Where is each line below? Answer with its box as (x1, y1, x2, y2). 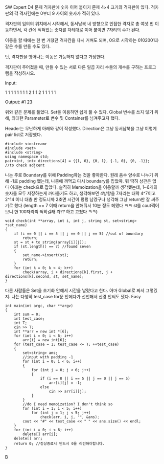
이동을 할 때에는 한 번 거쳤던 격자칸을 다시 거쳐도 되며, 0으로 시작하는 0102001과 (5, 37, 159, 43)
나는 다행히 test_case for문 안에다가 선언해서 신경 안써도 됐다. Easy (11, 294, 141, 299)
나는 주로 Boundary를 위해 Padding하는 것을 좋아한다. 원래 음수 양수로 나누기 (5, 172, 153, 177)
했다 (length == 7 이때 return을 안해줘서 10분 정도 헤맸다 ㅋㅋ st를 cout (14, 202, 152, 208)
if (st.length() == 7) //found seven (14, 244, 91, 249)
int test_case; (14, 316, 45, 321)
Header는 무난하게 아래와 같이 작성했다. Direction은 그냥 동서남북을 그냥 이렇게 (5, 126, 157, 131)
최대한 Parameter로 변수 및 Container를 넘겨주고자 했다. (11, 115, 120, 121)
